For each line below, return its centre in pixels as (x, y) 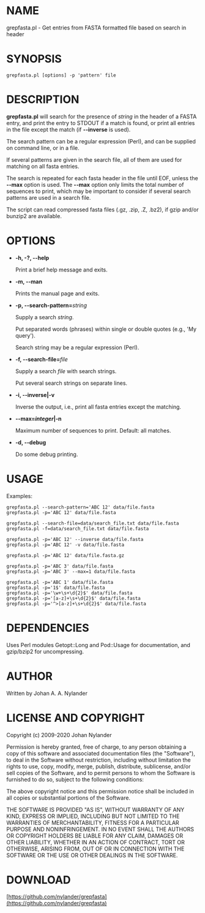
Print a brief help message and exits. (61, 270)
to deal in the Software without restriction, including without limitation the (99, 760)
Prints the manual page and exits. (57, 293)
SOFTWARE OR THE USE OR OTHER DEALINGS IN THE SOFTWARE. (92, 855)
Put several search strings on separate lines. (71, 383)
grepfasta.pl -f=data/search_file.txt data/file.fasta (78, 528)
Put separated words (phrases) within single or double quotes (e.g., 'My (106, 329)
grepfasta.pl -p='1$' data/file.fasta (56, 588)
